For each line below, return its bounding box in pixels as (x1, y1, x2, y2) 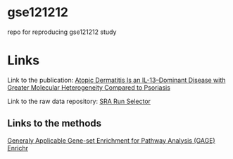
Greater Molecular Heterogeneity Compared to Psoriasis (7, 83, 171, 92)
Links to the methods (7, 117, 102, 129)
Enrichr (7, 143, 29, 152)
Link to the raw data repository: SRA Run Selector (7, 97, 151, 105)
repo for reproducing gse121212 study (7, 28, 117, 36)
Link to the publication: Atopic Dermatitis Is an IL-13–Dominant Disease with (7, 76, 226, 84)
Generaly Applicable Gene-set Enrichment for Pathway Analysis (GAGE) (7, 136, 216, 145)
